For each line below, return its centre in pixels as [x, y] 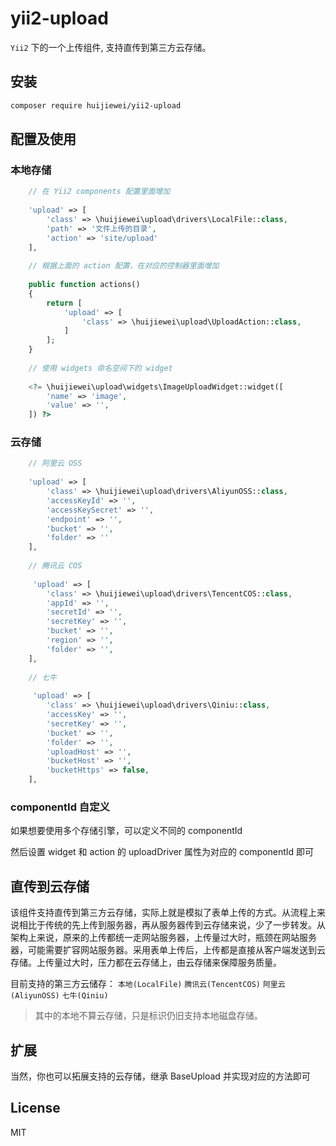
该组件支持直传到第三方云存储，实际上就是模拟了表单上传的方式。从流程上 [163, 913]
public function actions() [84, 285]
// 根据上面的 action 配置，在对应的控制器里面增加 [124, 266]
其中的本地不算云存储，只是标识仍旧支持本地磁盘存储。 [148, 1016]
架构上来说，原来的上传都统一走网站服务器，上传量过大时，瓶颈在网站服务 [163, 938]
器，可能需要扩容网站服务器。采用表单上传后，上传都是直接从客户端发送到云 [168, 950]
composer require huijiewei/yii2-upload [96, 105]
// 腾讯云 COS [55, 566]
